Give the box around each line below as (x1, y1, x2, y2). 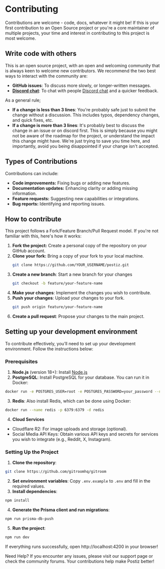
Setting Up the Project (5, 448, 59, 455)
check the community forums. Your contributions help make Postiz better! (5, 558, 155, 564)
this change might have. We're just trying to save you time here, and (12, 138, 150, 144)
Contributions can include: (5, 170, 59, 176)
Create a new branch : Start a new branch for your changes (12, 271, 133, 278)
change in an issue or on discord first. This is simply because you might (12, 128, 158, 133)
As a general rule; (5, 97, 41, 103)
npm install (5, 498, 29, 503)
